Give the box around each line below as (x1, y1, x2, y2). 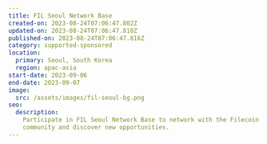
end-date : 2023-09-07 (8, 78, 81, 86)
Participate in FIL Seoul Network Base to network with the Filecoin (22, 116, 260, 124)
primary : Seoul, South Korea (15, 57, 113, 65)
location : (8, 49, 42, 57)
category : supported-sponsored (8, 42, 113, 50)
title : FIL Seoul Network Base (8, 11, 113, 20)
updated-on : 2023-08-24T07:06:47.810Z (8, 26, 137, 34)
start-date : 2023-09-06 (8, 71, 88, 79)
